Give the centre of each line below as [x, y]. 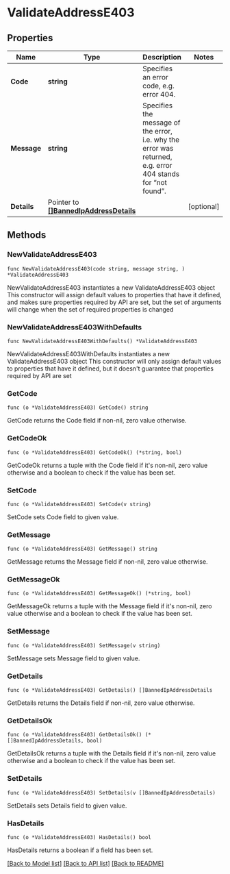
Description [162, 57]
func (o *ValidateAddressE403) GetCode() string [78, 408]
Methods [27, 235]
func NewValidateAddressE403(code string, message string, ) [96, 269]
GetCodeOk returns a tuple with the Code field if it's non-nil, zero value [107, 465]
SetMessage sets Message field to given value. [74, 658]
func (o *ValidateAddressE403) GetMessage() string [82, 549]
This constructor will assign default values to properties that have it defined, [115, 295]
